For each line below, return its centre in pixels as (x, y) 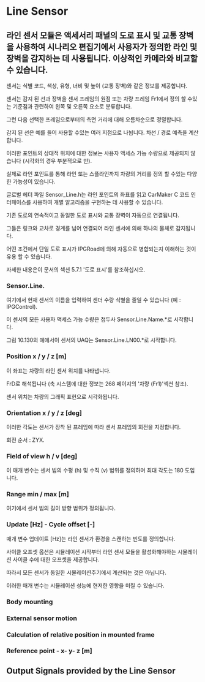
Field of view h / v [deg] (42, 456)
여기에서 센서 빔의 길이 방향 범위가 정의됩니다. (61, 508)
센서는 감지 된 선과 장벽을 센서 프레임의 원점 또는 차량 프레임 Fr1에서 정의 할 (96, 99)
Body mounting (30, 602)
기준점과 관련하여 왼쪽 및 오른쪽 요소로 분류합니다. (72, 106)
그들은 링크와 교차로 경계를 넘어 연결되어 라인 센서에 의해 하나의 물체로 (90, 228)
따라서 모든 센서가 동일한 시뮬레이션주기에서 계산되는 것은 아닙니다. (86, 572)
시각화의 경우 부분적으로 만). (58, 161)
